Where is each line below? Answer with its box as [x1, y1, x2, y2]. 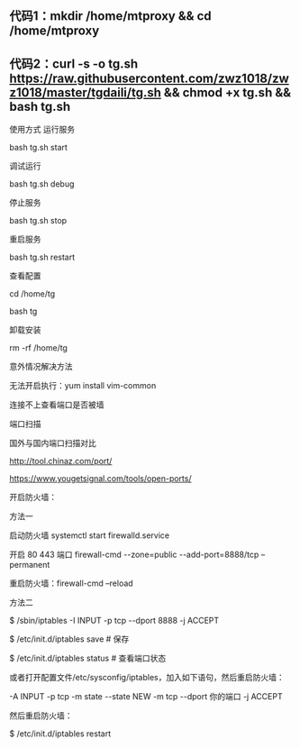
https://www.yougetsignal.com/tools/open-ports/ [9, 473, 192, 484]
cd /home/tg [9, 288, 56, 299]
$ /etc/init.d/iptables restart [9, 728, 111, 739]
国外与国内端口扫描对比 [9, 438, 96, 449]
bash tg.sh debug [9, 178, 75, 189]
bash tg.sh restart [9, 251, 76, 263]
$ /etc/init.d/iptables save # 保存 [9, 634, 130, 644]
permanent [9, 560, 50, 570]
